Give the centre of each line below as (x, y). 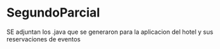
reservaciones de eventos (44, 39)
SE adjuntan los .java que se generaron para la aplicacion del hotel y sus (110, 32)
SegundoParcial (53, 13)
